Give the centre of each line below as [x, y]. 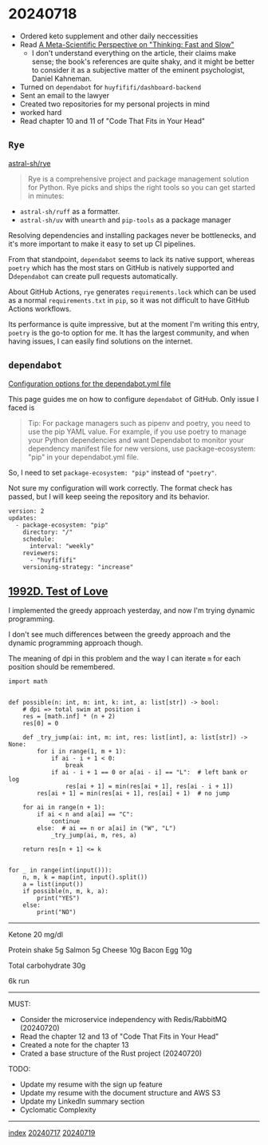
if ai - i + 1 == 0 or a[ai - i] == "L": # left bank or [149, 773]
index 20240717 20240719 [52, 1133]
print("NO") [57, 912]
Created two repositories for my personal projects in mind [114, 104]
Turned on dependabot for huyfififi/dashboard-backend [110, 87]
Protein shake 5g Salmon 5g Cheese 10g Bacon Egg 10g [100, 950]
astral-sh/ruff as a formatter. [70, 211]
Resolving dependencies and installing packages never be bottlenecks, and [132, 235]
